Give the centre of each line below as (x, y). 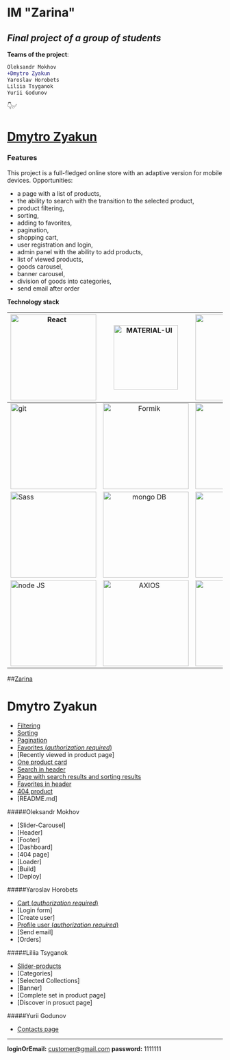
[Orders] (29, 939)
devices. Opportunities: (40, 180)
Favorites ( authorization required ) (65, 747)
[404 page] (33, 854)
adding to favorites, (44, 223)
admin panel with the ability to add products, (80, 251)
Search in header (41, 769)
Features (22, 158)
